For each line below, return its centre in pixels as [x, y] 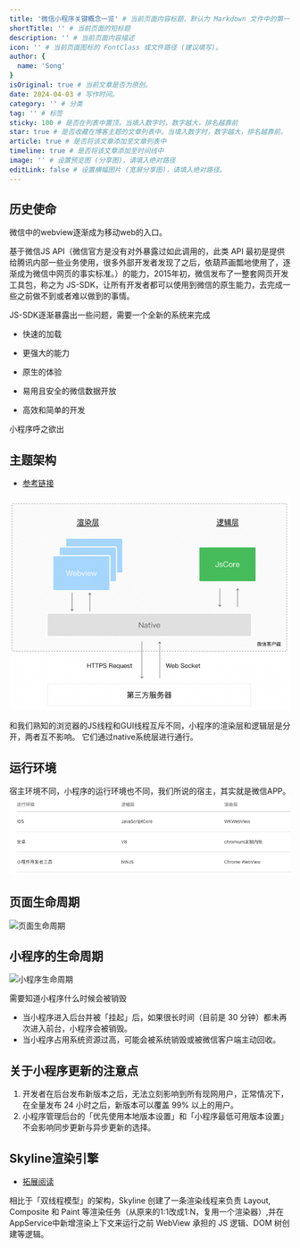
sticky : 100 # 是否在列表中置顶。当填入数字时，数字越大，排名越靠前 [124, 122]
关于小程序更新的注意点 [74, 1071]
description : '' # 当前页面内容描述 [72, 38]
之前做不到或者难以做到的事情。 [75, 296]
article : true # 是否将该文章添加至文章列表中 [88, 142]
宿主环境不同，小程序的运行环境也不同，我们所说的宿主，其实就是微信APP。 [150, 790]
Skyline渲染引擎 [54, 1158]
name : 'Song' [42, 66]
